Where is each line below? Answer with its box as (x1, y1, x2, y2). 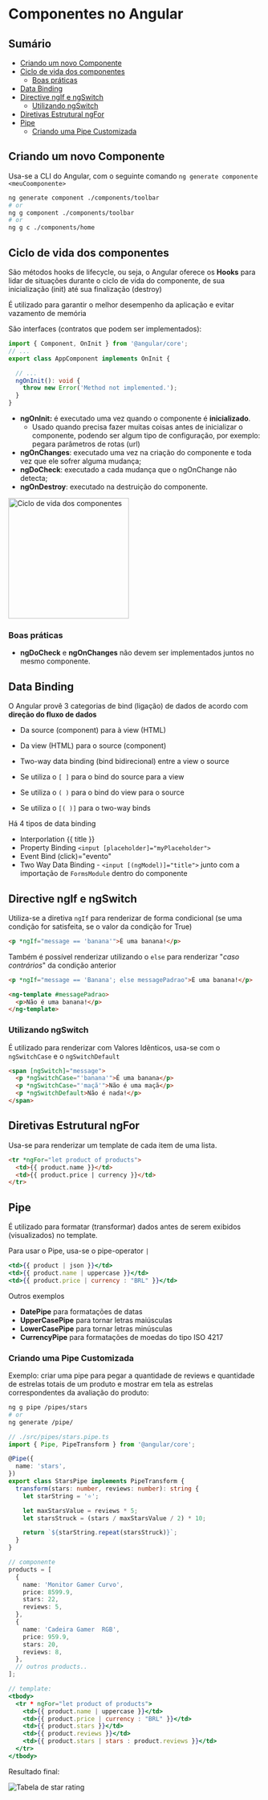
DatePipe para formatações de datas (19, 1306, 143, 1316)
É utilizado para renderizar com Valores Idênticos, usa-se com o (8, 1042, 221, 1052)
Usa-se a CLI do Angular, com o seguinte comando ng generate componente (8, 171, 258, 181)
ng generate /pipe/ (8, 1418, 74, 1426)
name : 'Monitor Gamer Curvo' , (22, 1580, 124, 1588)
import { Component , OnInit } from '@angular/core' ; (8, 339, 189, 347)
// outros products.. (15, 1662, 88, 1671)
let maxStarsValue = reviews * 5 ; (22, 1506, 138, 1514)
